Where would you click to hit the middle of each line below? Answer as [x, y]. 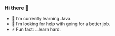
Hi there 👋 [17, 8]
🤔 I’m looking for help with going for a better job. [61, 24]
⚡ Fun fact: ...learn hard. [36, 30]
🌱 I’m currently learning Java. [42, 19]
